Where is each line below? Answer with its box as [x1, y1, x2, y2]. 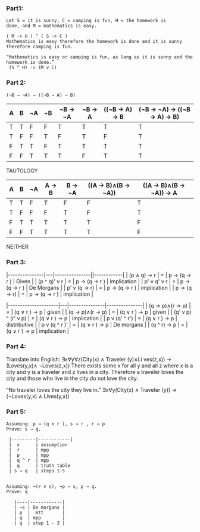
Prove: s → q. [6, 426, 42, 432]
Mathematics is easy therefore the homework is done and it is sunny [6, 39, 183, 45]
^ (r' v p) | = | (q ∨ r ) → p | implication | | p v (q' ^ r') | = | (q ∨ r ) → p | [6, 314, 177, 321]
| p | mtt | [14, 510, 65, 516]
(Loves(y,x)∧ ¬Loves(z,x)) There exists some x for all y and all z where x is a [6, 362, 193, 369]
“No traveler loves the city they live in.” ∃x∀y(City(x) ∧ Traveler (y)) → [6, 386, 177, 394]
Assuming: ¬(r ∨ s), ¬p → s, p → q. [6, 484, 97, 490]
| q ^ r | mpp [8, 457, 49, 463]
